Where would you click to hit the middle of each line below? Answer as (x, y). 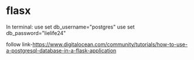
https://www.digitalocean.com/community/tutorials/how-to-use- (110, 44)
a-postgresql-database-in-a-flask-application (61, 50)
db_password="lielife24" (36, 33)
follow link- (20, 44)
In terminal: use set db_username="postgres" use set (70, 27)
